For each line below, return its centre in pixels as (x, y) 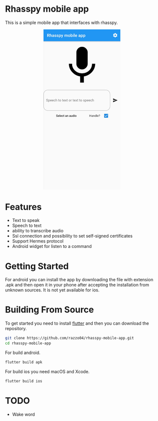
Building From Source (49, 310)
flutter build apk (24, 362)
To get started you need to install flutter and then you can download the (77, 323)
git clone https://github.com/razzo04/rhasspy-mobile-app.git (69, 338)
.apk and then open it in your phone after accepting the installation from (77, 285)
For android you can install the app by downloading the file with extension (79, 280)
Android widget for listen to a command (52, 246)
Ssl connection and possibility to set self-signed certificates (72, 236)
